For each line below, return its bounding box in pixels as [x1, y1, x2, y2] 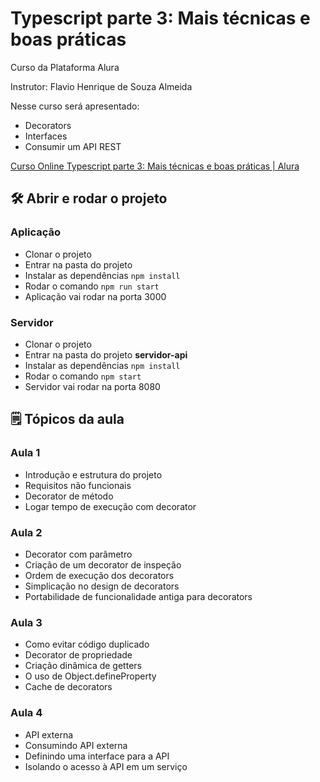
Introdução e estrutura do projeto [24, 468, 163, 481]
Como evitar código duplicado [24, 638, 150, 651]
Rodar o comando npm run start [24, 280, 160, 292]
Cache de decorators [24, 681, 113, 693]
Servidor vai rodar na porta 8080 [24, 380, 161, 392]
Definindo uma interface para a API [24, 750, 170, 762]
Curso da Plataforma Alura [10, 61, 120, 73]
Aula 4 [10, 706, 43, 720]
